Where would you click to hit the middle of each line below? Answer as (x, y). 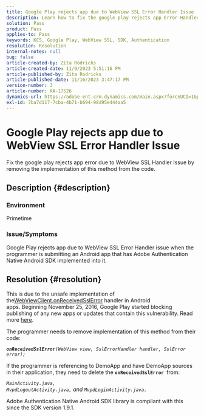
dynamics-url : (24, 97)
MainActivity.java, (31, 384)
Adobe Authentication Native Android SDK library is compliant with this (95, 401)
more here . (20, 320)
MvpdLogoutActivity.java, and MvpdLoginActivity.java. (76, 389)
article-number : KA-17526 (39, 91)
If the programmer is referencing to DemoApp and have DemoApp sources (100, 366)
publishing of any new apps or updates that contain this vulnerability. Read (100, 313)
